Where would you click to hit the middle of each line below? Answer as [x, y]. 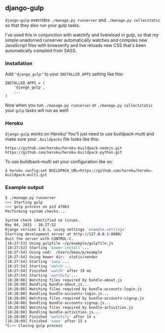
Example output [24, 187]
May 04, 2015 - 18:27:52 [31, 225]
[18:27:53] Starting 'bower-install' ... [47, 248]
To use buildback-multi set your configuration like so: [59, 162]
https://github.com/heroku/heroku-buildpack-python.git [64, 152]
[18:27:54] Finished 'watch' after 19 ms [48, 271]
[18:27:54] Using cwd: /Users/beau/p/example [54, 253]
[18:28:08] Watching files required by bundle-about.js [64, 280]
